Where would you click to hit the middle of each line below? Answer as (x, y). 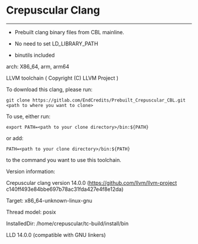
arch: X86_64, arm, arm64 (38, 66)
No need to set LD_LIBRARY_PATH (56, 43)
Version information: (31, 171)
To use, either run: (28, 116)
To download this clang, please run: (49, 89)
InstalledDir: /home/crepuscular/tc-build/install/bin (67, 223)
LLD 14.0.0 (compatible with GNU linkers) (56, 235)
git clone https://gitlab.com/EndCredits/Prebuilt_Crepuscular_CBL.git (96, 100)
